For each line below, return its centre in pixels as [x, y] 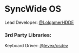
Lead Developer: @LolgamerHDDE [39, 22]
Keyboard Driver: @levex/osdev [37, 46]
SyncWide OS [33, 9]
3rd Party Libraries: [28, 35]
